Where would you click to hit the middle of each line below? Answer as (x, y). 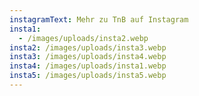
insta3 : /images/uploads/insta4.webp (88, 57)
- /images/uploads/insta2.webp (83, 38)
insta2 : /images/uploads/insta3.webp (88, 47)
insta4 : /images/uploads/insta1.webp (88, 66)
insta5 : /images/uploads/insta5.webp (88, 76)
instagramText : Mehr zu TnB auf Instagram (99, 19)
